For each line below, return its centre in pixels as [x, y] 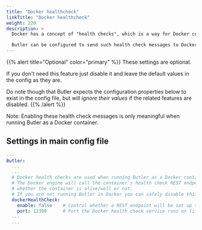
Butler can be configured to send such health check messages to [95, 45]
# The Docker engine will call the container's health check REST [96, 183]
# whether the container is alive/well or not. [72, 189]
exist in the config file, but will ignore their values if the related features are [99, 98]
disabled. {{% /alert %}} [36, 104]
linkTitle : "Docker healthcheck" [48, 17]
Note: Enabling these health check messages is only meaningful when [93, 116]
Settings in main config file [58, 141]
